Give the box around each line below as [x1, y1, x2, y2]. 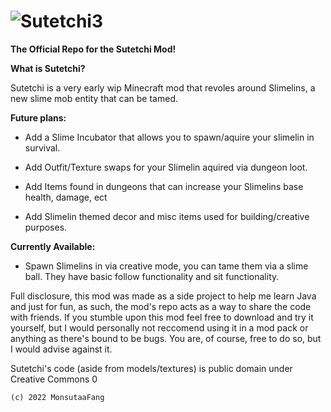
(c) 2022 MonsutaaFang [10, 392, 105, 402]
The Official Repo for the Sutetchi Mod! [10, 43, 177, 55]
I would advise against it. [10, 343, 113, 355]
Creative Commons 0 [10, 373, 98, 385]
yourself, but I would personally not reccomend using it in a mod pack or [10, 321, 309, 334]
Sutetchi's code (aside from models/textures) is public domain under [10, 362, 293, 374]
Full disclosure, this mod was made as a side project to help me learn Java [10, 290, 317, 302]
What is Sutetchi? [10, 62, 86, 74]
